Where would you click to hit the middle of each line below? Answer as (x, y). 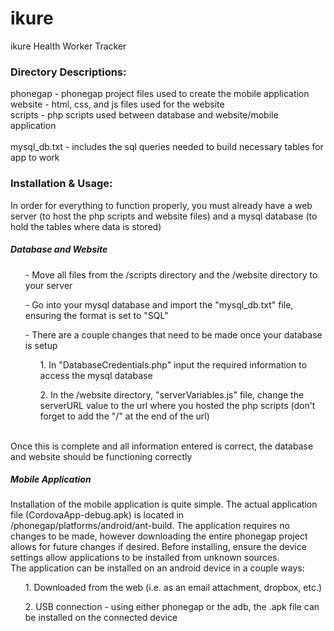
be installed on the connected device (101, 618)
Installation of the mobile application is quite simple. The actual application (164, 504)
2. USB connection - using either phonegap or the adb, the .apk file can (172, 607)
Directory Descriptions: (68, 72)
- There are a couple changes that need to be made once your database (173, 334)
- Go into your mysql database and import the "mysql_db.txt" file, (159, 304)
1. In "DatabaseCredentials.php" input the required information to (173, 364)
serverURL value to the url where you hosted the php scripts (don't (177, 405)
